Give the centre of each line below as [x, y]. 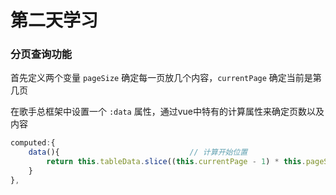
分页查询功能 [41, 54]
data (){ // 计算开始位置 [138, 152]
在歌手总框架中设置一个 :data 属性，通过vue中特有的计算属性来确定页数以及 [167, 112]
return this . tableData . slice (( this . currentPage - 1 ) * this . [176, 162]
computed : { [33, 143]
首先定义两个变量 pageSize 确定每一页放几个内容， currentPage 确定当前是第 [166, 78]
